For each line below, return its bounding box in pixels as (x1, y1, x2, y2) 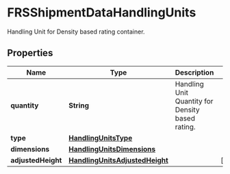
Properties (7, 47, 53, 59)
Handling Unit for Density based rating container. (7, 27, 145, 36)
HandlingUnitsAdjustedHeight (68, 156, 169, 165)
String (68, 101, 90, 110)
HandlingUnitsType (68, 133, 133, 142)
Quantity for (175, 96, 214, 105)
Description (175, 67, 214, 77)
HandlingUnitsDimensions (68, 144, 156, 153)
